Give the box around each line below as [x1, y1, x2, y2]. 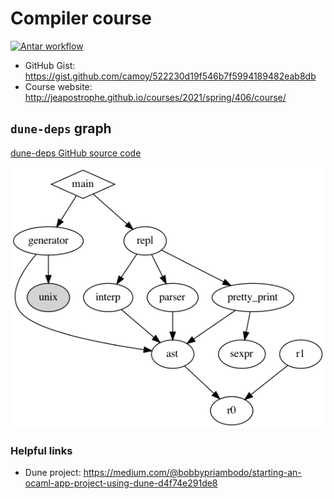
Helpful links [10, 443, 73, 457]
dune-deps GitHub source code [10, 147, 142, 159]
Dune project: [24, 467, 82, 479]
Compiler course [10, 7, 152, 30]
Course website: [24, 80, 93, 92]
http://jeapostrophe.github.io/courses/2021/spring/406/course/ [24, 91, 287, 103]
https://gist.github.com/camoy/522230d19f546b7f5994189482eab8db [24, 70, 317, 82]
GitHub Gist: [24, 59, 76, 71]
